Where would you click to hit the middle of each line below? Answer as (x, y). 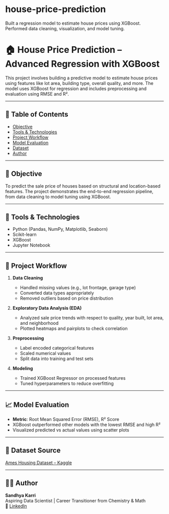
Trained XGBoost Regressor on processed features (73, 378)
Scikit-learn (24, 234)
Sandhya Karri (21, 495)
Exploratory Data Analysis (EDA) (47, 308)
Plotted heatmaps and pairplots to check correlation (74, 328)
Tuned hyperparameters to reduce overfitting (67, 384)
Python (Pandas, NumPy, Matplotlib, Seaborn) (60, 229)
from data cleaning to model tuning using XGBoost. (58, 197)
